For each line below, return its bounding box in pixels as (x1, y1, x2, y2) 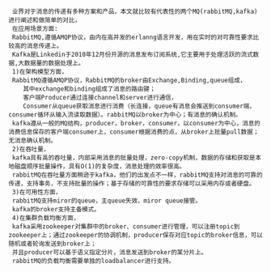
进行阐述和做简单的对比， (8, 16, 81, 24)
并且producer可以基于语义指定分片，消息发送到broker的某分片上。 (11, 249, 208, 257)
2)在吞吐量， (11, 145, 50, 153)
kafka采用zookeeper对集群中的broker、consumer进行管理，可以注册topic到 (11, 223, 240, 231)
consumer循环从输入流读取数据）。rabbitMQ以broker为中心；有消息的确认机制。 (8, 111, 242, 119)
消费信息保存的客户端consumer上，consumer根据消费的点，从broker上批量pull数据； (8, 128, 260, 136)
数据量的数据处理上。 (23, 59, 85, 67)
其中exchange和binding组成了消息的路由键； (23, 85, 156, 93)
